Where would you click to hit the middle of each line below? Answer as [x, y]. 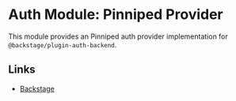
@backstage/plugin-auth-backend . [63, 44]
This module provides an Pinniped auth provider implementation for [118, 36]
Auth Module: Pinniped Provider [116, 15]
